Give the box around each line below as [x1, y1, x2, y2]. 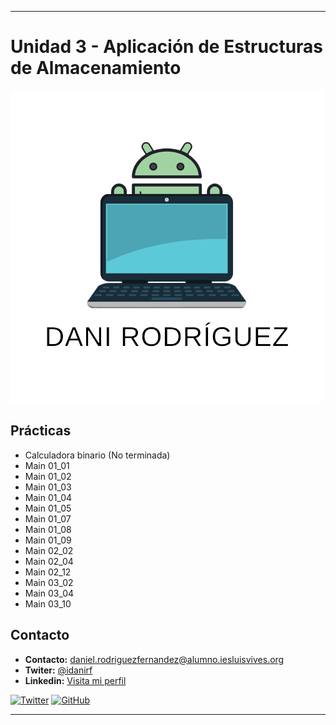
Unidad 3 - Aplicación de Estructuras [10, 36, 324, 58]
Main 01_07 [24, 512, 72, 525]
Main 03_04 [24, 587, 75, 599]
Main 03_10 [24, 597, 72, 610]
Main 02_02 [24, 544, 74, 556]
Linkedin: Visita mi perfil [24, 674, 127, 686]
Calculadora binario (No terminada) [24, 449, 171, 461]
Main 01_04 [24, 491, 73, 503]
